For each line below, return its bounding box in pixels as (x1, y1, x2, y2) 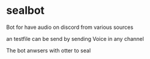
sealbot (6, 4, 45, 17)
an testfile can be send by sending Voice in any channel (6, 35, 144, 42)
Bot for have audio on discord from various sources (6, 23, 134, 31)
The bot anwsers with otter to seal (6, 46, 91, 54)
